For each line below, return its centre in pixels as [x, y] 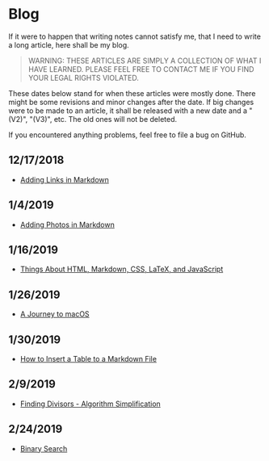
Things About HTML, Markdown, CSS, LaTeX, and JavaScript [122, 269]
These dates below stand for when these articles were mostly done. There [132, 93]
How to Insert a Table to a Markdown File [88, 359]
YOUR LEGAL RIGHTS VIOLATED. [83, 78]
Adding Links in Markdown [64, 179]
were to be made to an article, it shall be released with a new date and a [128, 111]
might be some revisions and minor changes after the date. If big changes [131, 102]
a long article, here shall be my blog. [69, 44]
